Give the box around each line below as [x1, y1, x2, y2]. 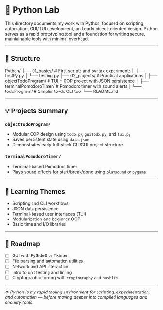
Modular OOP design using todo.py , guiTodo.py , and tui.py [12, 131, 131, 137]
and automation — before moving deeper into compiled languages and [5, 294, 147, 300]
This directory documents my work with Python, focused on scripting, [5, 20, 145, 26]
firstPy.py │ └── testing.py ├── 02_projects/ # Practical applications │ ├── [5, 73, 158, 78]
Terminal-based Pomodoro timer [12, 164, 78, 169]
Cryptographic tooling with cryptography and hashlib [12, 274, 118, 280]
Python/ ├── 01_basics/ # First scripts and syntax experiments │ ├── [5, 68, 145, 73]
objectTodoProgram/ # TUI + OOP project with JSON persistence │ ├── [5, 78, 149, 84]
